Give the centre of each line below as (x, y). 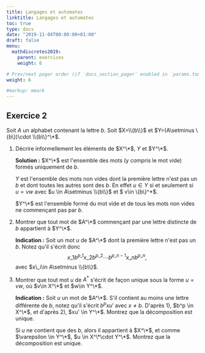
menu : (13, 46)
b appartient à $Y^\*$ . (43, 228)
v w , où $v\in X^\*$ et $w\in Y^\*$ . (59, 286)
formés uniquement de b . (47, 167)
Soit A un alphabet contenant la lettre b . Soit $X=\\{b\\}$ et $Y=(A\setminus (100, 130)
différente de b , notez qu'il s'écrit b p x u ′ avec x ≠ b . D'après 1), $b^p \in (104, 305)
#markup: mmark (26, 91)
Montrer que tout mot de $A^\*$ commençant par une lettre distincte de (106, 222)
